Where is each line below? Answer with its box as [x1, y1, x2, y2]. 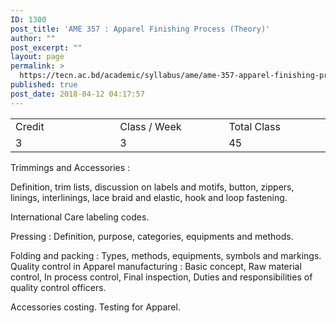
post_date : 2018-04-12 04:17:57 [10, 89, 145, 99]
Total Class [228, 119, 281, 133]
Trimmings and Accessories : [10, 161, 131, 173]
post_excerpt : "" [10, 42, 83, 53]
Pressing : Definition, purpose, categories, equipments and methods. [10, 230, 294, 242]
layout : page [10, 52, 65, 62]
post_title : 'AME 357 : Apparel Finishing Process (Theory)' [10, 24, 271, 34]
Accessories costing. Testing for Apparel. [10, 301, 181, 313]
